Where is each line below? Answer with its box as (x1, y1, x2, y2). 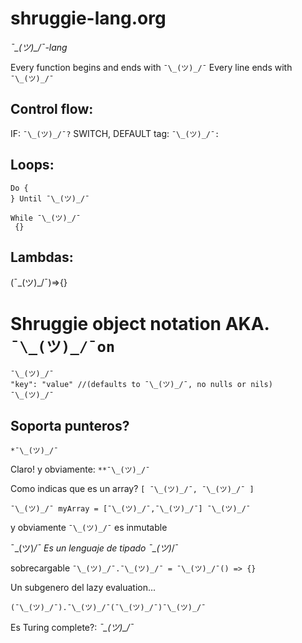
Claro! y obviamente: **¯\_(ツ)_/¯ (10, 463, 151, 476)
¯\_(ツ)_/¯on (10, 337, 116, 356)
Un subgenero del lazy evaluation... (10, 582, 157, 594)
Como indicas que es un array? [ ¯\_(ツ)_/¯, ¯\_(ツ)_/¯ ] (10, 483, 255, 495)
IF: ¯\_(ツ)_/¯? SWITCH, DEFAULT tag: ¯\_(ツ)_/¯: (10, 127, 220, 139)
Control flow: (10, 101, 94, 118)
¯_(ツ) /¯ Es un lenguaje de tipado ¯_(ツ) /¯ (10, 542, 180, 554)
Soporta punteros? (10, 417, 130, 434)
